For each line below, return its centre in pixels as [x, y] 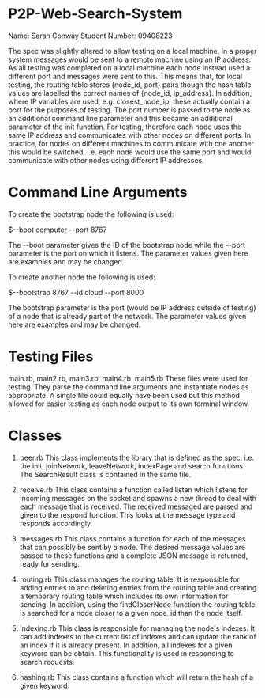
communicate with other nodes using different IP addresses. [106, 160]
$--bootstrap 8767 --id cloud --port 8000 [76, 292]
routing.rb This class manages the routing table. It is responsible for [130, 579]
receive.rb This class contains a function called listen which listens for [134, 489]
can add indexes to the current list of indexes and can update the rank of [138, 636]
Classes [35, 435]
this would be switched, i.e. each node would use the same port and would [130, 152]
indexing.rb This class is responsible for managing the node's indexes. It [137, 628]
